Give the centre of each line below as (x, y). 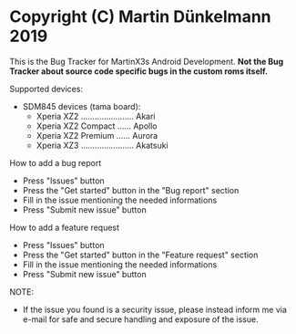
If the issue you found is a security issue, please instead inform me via (154, 309)
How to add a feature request (65, 227)
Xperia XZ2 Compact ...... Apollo (97, 126)
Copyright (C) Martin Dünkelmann (140, 17)
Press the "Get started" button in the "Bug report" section (131, 190)
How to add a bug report (56, 162)
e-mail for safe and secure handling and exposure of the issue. (140, 319)
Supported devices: (46, 89)
